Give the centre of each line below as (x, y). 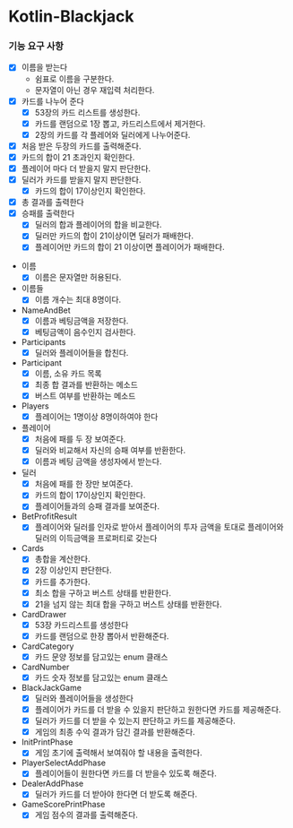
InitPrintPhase (47, 742)
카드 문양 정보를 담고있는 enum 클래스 (101, 657)
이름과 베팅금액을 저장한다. (82, 321)
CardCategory (47, 646)
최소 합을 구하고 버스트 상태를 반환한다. (103, 592)
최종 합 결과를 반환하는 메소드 (86, 384)
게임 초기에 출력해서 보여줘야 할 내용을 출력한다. (118, 753)
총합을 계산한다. (62, 559)
